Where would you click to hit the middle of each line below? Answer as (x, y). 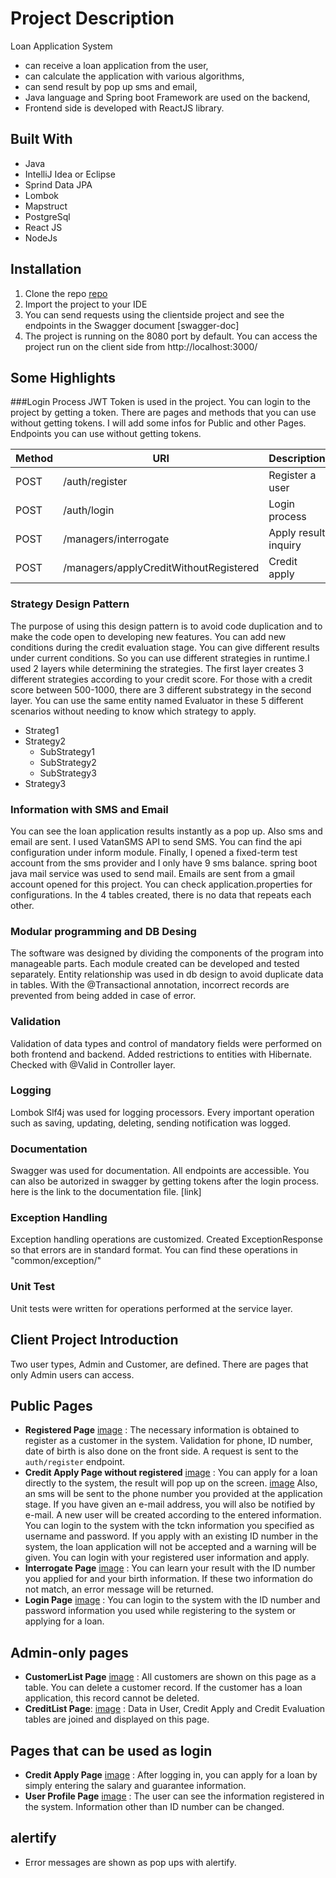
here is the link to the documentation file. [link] (106, 1192)
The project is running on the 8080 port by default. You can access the (171, 336)
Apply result (297, 533)
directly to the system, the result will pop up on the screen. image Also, (171, 1483)
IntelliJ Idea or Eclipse (70, 174)
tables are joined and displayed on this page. (117, 1719)
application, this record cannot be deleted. (112, 1698)
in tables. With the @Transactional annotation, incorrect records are (150, 985)
